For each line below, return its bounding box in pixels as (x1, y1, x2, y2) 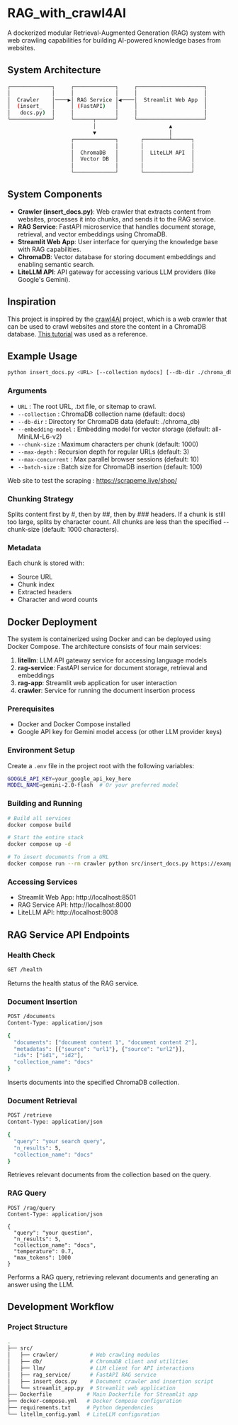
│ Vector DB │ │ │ (70, 155, 195, 163)
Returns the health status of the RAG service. (7, 978, 140, 988)
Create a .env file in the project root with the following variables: (7, 761, 195, 770)
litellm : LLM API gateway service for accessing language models (17, 656, 208, 665)
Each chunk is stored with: (7, 559, 85, 567)
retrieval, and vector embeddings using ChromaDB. (17, 229, 168, 239)
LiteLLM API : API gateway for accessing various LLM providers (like (17, 268, 216, 276)
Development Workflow (7, 1301, 115, 1313)
